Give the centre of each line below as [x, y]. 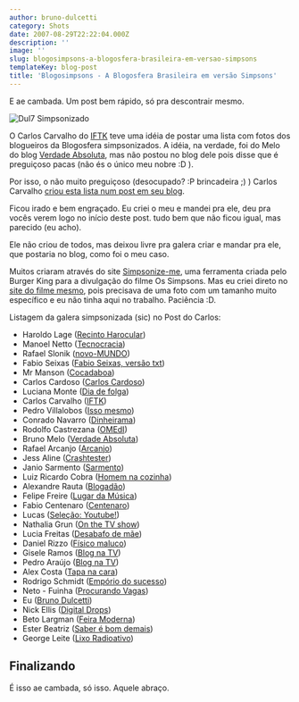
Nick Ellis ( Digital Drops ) [66, 609]
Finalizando [42, 666]
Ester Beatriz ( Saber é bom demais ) [87, 628]
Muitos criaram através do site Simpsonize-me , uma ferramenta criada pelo [148, 271]
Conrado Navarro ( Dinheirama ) [79, 420]
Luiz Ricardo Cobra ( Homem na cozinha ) [97, 476]
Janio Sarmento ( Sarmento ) [73, 467]
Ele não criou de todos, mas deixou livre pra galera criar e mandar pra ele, [145, 244]
